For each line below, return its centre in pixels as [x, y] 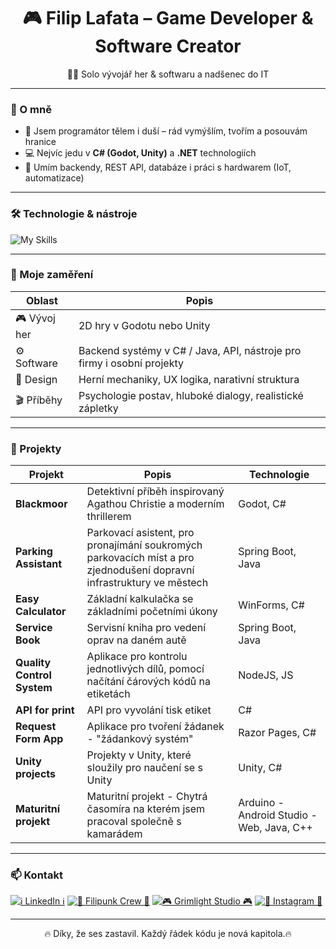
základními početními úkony [152, 612]
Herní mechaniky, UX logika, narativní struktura [189, 379]
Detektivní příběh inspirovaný [155, 492]
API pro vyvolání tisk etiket [149, 710]
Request [36, 727]
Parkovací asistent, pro [140, 533]
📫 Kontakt [36, 875]
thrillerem [109, 517]
